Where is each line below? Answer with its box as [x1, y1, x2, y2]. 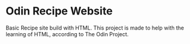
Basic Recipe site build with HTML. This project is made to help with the [5, 24, 185, 31]
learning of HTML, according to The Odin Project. [5, 30, 129, 37]
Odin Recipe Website [5, 4, 113, 18]
